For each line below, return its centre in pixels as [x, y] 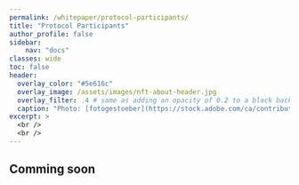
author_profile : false [51, 34]
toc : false [29, 68]
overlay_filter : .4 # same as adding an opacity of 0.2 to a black [145, 100]
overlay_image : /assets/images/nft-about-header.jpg [117, 92]
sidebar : [25, 42]
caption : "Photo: [49, 109]
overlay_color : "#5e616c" [65, 84]
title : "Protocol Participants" [69, 26]
